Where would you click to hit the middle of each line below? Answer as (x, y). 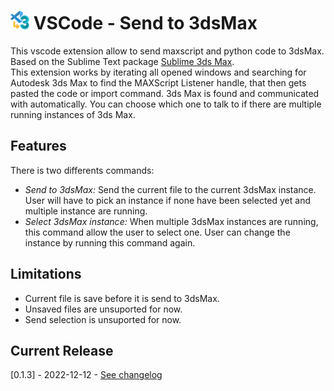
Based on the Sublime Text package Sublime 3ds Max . (122, 61)
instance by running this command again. (110, 242)
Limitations (46, 274)
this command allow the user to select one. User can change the (157, 232)
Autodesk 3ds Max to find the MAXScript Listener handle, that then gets (158, 82)
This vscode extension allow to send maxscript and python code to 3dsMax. (167, 51)
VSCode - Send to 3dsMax (145, 23)
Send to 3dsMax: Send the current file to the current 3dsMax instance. (170, 189)
